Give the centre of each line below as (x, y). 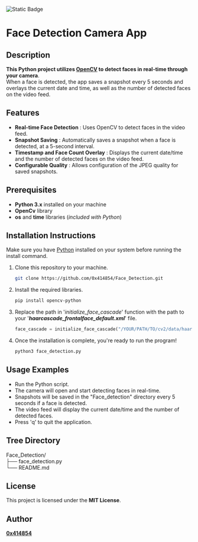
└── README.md (28, 467)
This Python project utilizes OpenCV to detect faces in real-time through (97, 69)
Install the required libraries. (49, 290)
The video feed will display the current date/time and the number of (97, 409)
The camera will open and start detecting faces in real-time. (87, 390)
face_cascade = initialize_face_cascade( (66, 329)
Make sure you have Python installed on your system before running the (94, 250)
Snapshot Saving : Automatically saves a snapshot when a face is (95, 140)
